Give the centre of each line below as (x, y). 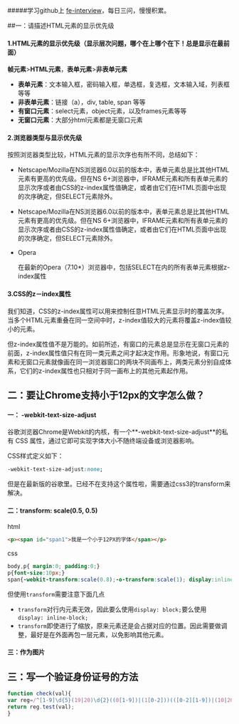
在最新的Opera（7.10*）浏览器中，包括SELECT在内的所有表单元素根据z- (124, 267)
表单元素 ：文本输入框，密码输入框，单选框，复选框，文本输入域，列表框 (123, 85)
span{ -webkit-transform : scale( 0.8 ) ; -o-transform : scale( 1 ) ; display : (111, 579)
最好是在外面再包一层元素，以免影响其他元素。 (99, 634)
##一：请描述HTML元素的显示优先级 (61, 26)
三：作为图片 (26, 652)
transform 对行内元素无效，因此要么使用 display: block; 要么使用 (112, 609)
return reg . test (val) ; (41, 707)
